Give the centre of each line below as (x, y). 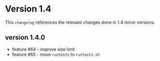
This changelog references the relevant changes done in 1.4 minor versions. (80, 22)
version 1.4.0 (25, 38)
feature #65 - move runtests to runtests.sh (56, 54)
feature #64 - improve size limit (43, 49)
